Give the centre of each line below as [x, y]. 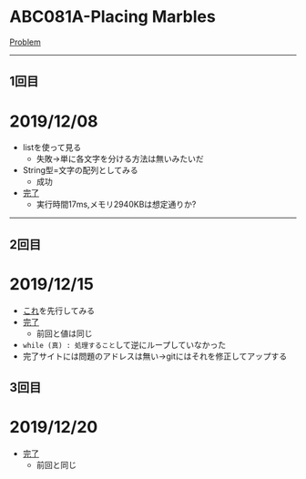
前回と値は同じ [64, 333]
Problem [25, 42]
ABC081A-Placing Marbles [112, 17]
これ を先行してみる [59, 311]
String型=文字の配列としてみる [80, 170]
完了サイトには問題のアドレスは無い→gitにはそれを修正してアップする [155, 356]
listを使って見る [52, 148]
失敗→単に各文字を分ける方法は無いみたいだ [120, 159]
